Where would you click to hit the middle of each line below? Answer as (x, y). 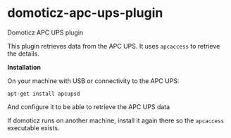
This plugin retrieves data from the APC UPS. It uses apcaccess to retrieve (114, 46)
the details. (24, 54)
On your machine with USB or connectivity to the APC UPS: (93, 81)
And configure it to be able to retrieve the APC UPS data (89, 106)
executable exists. (33, 127)
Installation (24, 67)
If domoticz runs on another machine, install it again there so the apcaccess (116, 120)
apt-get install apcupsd (44, 94)
